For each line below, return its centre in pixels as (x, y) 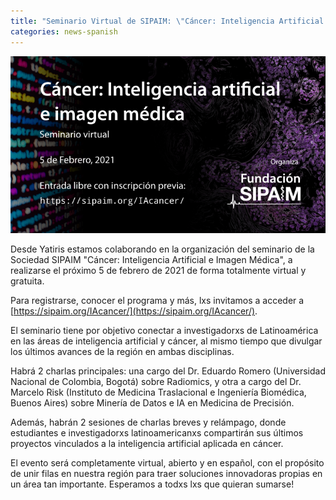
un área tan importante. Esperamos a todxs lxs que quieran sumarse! (152, 484)
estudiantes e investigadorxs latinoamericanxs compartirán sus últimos (157, 433)
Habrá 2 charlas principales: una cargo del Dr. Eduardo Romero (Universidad (168, 371)
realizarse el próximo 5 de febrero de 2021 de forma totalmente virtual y (158, 271)
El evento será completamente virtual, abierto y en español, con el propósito (167, 463)
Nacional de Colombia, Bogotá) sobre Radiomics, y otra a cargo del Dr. (156, 382)
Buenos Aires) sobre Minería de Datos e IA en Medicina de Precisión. (152, 403)
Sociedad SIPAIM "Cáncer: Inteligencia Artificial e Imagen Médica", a (151, 260)
